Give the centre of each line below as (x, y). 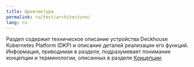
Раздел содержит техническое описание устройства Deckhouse (87, 39)
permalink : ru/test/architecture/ (48, 17)
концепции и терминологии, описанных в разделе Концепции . (84, 58)
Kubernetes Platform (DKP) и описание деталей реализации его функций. (97, 45)
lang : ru (17, 22)
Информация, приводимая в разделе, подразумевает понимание (88, 52)
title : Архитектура (30, 11)
